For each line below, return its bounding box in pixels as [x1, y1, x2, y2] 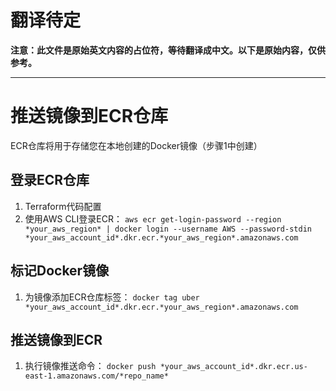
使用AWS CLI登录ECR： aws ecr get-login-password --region [24, 212, 282, 225]
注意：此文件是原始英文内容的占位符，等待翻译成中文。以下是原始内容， [10, 44, 308, 56]
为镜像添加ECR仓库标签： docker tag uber [24, 291, 200, 303]
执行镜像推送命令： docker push [24, 360, 157, 372]
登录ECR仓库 [10, 172, 90, 189]
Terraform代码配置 [24, 200, 102, 212]
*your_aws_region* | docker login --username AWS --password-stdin [24, 224, 312, 234]
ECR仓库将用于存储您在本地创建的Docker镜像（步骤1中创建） [10, 139, 263, 151]
